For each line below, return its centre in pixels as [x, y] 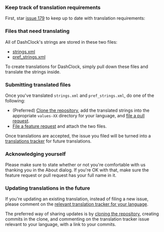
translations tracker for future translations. [48, 141]
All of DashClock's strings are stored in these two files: [61, 42]
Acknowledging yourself [36, 154]
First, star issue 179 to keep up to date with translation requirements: [75, 18]
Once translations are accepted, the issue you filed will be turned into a [78, 136]
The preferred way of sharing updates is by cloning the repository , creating [82, 214]
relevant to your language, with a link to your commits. [61, 225]
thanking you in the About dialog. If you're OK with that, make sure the [77, 170]
